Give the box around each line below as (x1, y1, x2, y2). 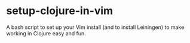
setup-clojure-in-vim (6, 4, 114, 18)
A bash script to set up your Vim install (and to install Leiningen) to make (6, 24, 185, 31)
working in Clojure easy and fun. (6, 29, 87, 37)
